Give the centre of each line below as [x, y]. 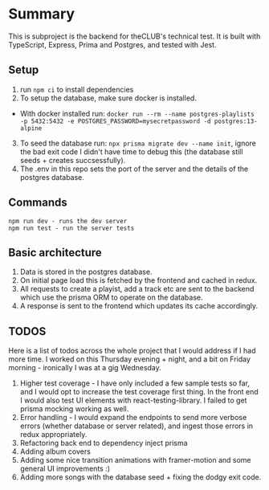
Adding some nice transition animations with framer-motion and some [135, 460]
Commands [38, 203]
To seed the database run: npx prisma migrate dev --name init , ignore [138, 143]
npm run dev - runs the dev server [68, 221]
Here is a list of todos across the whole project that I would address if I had [132, 351]
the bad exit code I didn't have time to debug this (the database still [131, 151]
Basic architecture [55, 253]
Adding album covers [55, 451]
